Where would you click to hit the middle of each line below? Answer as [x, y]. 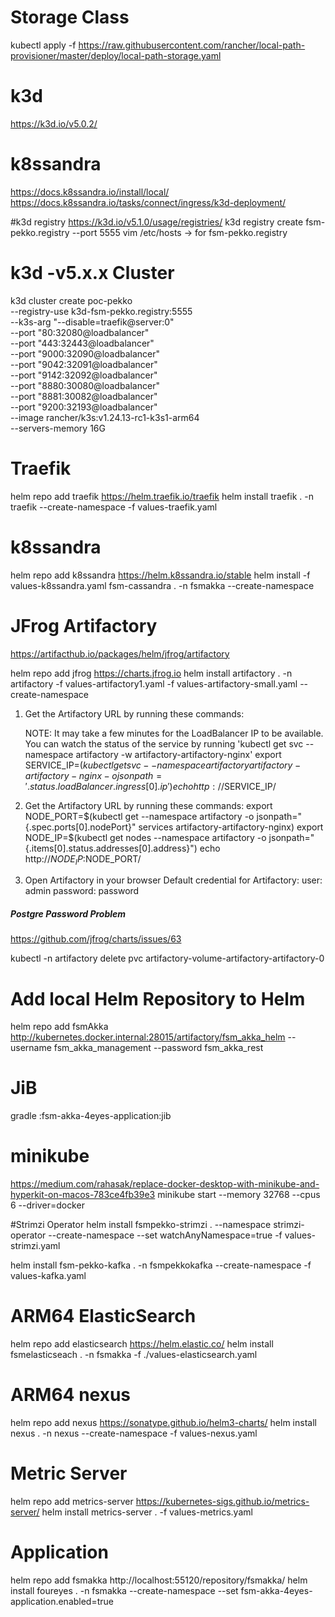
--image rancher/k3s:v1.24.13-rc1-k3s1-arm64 [105, 417]
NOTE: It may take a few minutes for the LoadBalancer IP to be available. [174, 733]
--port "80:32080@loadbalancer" [80, 332]
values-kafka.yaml [48, 1276]
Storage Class [70, 17]
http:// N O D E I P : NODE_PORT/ [83, 859]
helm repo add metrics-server [72, 1501]
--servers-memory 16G [58, 428]
